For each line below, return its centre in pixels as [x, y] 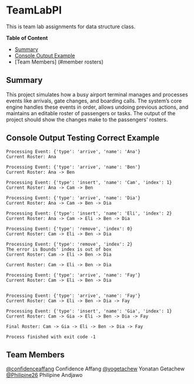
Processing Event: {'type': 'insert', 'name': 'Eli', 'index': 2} [89, 213]
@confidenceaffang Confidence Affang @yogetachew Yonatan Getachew [96, 369]
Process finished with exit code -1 [51, 337]
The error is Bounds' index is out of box [59, 249]
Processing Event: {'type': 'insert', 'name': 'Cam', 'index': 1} [89, 182]
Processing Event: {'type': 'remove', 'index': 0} [69, 229]
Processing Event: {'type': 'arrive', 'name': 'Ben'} [73, 167]
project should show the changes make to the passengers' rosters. [87, 119]
